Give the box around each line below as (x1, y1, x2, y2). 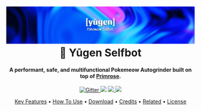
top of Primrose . (80, 72, 121, 79)
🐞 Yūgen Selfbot (59, 46, 142, 60)
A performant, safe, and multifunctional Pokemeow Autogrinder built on (9, 66, 192, 73)
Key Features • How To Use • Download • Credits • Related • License (14, 98, 187, 105)
